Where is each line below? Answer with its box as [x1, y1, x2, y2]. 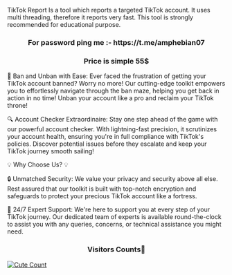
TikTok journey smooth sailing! [7, 147, 95, 155]
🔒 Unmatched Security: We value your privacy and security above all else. [7, 175, 218, 183]
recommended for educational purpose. [7, 21, 121, 28]
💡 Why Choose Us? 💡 [7, 160, 69, 169]
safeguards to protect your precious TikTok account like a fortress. [7, 192, 197, 200]
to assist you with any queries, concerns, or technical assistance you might [7, 220, 222, 229]
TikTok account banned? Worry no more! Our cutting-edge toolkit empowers [7, 79, 226, 88]
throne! [7, 102, 28, 110]
